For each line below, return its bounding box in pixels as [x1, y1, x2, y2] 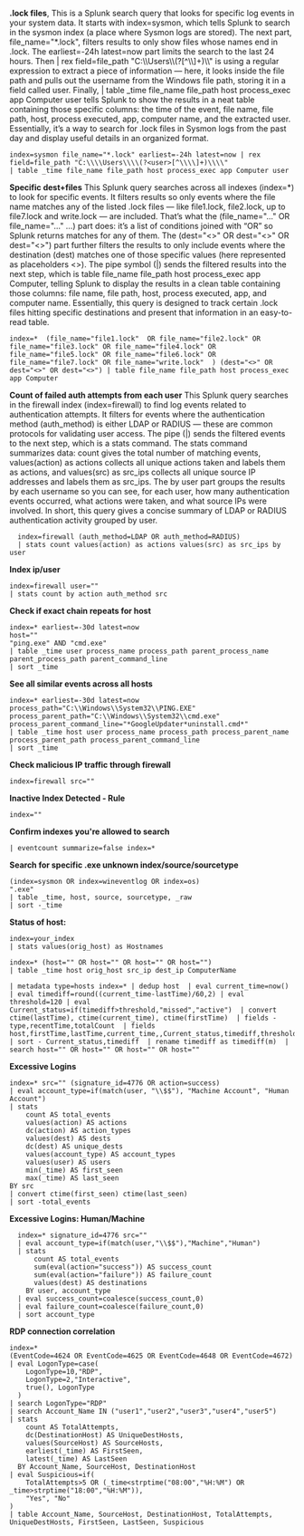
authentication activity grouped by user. [9, 515, 158, 525]
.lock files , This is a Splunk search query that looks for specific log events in [9, 8, 295, 18]
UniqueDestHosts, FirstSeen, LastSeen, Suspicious [9, 1518, 204, 1527]
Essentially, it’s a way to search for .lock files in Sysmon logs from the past [9, 123, 287, 134]
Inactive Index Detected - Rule [9, 792, 126, 803]
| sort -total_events [9, 1197, 91, 1206]
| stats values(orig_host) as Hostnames [9, 942, 165, 951]
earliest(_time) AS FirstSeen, [25, 1446, 144, 1455]
